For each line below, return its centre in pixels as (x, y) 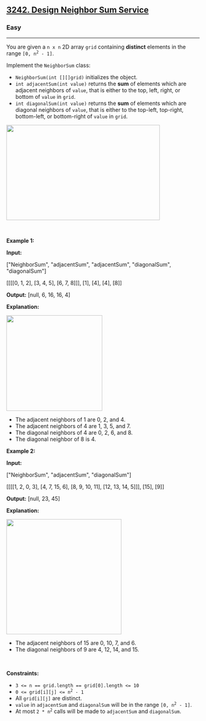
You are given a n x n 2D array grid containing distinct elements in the (96, 47)
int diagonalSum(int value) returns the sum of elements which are (101, 103)
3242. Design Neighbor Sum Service (78, 10)
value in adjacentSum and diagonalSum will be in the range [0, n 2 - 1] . (103, 704)
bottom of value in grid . (45, 96)
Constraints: (23, 673)
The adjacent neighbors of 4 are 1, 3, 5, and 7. (73, 426)
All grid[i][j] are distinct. (48, 698)
